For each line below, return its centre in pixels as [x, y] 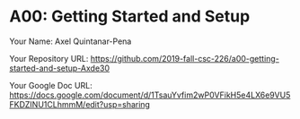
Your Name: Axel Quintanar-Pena [71, 41]
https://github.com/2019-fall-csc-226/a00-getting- [185, 58]
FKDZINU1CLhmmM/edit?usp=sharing [80, 104]
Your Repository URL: [49, 58]
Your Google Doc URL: [51, 85]
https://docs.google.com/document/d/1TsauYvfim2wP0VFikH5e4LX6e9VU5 [150, 95]
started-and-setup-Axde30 [60, 68]
